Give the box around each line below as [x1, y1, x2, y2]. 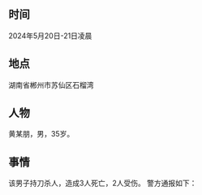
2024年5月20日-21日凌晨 [8, 31, 92, 41]
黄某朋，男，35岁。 [8, 129, 75, 139]
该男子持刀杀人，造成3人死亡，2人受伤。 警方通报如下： [8, 178, 197, 188]
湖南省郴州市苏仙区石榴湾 [8, 80, 94, 89]
